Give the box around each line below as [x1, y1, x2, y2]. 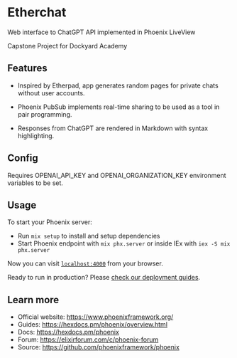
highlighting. [17, 131, 55, 139]
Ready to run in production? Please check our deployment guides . [7, 273, 201, 282]
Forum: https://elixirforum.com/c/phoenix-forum [17, 335, 159, 344]
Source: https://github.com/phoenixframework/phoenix [17, 343, 180, 352]
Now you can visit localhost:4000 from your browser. [7, 259, 163, 268]
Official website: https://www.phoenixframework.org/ [17, 312, 174, 321]
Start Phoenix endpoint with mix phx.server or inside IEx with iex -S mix [17, 239, 231, 248]
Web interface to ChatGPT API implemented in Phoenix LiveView [7, 28, 196, 36]
